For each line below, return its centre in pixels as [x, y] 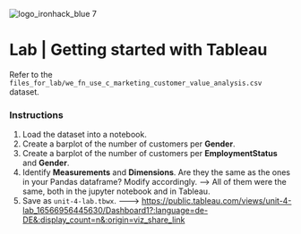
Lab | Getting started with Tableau [138, 50]
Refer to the [31, 74]
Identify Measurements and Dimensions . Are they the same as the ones [156, 172]
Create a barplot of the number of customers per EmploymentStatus [150, 154]
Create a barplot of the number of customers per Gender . [129, 144]
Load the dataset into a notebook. [85, 135]
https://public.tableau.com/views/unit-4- [217, 201]
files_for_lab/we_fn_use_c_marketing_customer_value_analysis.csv [136, 83]
